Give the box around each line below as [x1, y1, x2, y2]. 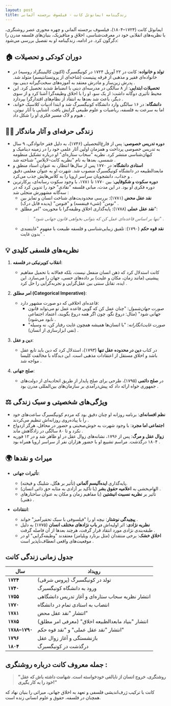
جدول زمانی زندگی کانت [5, 553, 74, 561]
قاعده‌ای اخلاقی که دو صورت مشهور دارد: [20, 300, 100, 306]
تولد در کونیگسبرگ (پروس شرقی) [37, 576, 111, 583]
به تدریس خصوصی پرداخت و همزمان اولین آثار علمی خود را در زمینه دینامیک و [12, 146, 160, 152]
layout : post [5, 7, 33, 13]
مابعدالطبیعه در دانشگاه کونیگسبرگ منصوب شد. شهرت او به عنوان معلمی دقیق [12, 168, 163, 174]
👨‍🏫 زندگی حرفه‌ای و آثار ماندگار [5, 127, 93, 135]
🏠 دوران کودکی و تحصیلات [5, 52, 82, 61]
